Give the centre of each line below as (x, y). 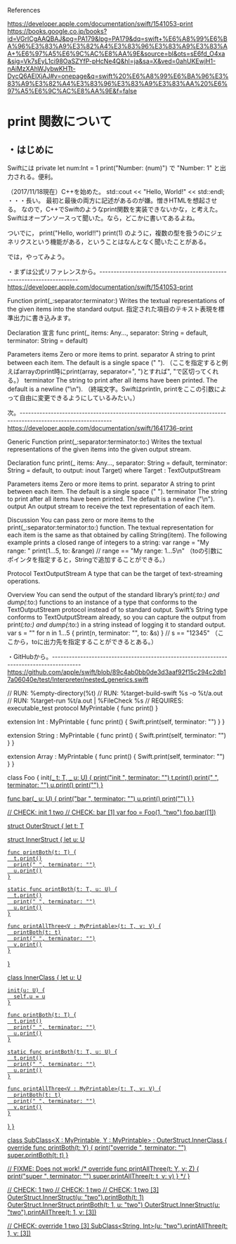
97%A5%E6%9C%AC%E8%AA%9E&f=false (72, 91)
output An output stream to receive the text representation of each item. (111, 506)
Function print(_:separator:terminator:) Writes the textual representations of (116, 301)
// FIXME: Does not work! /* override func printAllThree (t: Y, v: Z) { (103, 1169)
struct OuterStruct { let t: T (46, 826)
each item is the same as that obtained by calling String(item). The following (117, 535)
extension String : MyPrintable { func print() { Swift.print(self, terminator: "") (117, 735)
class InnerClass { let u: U (45, 977)
